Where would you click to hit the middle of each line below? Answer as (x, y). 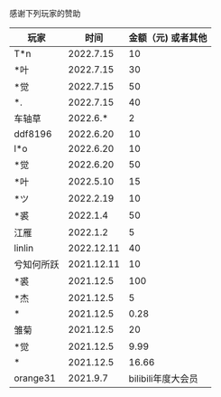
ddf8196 (33, 134)
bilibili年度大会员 (163, 378)
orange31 (35, 378)
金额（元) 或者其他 (168, 38)
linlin (24, 248)
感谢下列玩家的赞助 (45, 13)
